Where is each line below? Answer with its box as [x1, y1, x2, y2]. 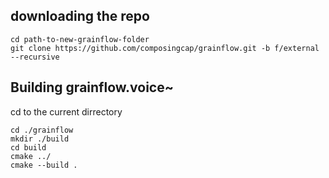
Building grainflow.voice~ [10, 79, 174, 96]
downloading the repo [10, 8, 150, 25]
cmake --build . [10, 160, 78, 170]
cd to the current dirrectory [10, 105, 123, 118]
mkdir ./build [10, 134, 70, 144]
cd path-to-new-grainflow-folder [10, 34, 150, 44]
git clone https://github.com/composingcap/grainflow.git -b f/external [10, 43, 320, 53]
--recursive [10, 52, 60, 62]
